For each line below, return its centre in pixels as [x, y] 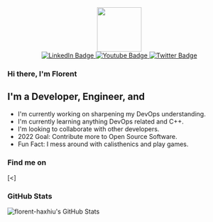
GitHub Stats [30, 196]
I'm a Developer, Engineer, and [76, 97]
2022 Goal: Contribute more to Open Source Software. [97, 136]
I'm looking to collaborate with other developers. [88, 129]
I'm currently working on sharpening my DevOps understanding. [111, 113]
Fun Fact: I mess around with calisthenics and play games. [103, 144]
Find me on [27, 162]
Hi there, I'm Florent [42, 74]
